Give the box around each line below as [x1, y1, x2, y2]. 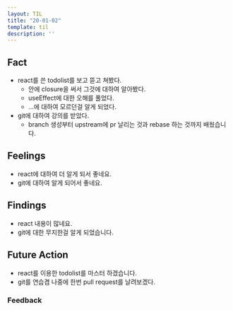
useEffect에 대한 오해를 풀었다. [28, 93, 114, 103]
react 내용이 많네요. [17, 219, 73, 227]
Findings [7, 200, 47, 212]
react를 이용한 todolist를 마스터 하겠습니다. [17, 268, 138, 277]
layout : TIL [7, 10, 42, 18]
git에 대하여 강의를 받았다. [17, 111, 90, 120]
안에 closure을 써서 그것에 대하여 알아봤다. [28, 85, 146, 93]
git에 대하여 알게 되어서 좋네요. [17, 178, 102, 187]
